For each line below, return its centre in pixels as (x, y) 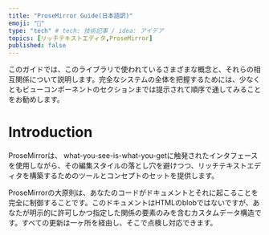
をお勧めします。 (36, 99)
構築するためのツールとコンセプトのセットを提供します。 (124, 176)
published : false (37, 46)
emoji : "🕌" (26, 23)
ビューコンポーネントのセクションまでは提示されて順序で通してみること (142, 90)
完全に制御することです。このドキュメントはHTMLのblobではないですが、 (130, 203)
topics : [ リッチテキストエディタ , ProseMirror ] (81, 38)
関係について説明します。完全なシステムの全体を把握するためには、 (127, 79)
